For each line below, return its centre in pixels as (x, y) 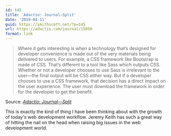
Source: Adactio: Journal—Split (39, 102)
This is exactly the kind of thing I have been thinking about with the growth (84, 111)
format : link (19, 34)
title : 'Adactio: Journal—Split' (41, 15)
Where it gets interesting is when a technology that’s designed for (87, 48)
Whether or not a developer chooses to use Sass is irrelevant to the (89, 70)
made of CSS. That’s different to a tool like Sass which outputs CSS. (89, 65)
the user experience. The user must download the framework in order (91, 86)
